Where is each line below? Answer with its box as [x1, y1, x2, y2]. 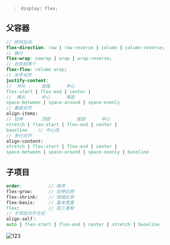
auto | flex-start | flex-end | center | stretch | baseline [6, 222, 160, 228]
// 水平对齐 [6, 72, 32, 78]
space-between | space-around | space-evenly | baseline [6, 149, 149, 155]
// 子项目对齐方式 [6, 211, 45, 217]
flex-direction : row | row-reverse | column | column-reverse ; [6, 44, 165, 50]
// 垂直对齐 [6, 105, 32, 111]
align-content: [6, 138, 44, 144]
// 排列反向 [6, 39, 32, 45]
